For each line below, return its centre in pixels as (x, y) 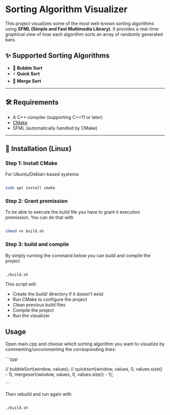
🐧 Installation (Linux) (38, 149)
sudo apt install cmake (30, 188)
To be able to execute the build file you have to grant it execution (73, 212)
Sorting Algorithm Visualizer (67, 9)
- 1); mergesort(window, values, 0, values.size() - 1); (59, 374)
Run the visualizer (31, 316)
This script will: (21, 284)
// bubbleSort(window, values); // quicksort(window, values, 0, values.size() (84, 369)
